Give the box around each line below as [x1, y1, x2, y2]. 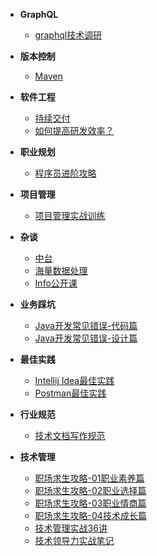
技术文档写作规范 [34, 430, 106, 441]
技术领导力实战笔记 [34, 535, 115, 546]
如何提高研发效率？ [34, 125, 115, 136]
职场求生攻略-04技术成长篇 [34, 510, 147, 521]
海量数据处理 [34, 265, 88, 276]
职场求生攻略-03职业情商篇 [34, 497, 147, 509]
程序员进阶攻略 [34, 167, 97, 179]
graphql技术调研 [34, 29, 103, 41]
